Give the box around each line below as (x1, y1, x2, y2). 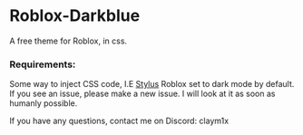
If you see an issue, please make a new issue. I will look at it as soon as (9, 88, 276, 100)
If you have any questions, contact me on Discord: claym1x (9, 115, 230, 127)
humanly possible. (9, 98, 78, 109)
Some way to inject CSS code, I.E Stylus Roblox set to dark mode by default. (9, 79, 295, 90)
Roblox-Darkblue (9, 5, 141, 26)
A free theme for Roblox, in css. (9, 35, 128, 46)
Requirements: (9, 58, 76, 71)
